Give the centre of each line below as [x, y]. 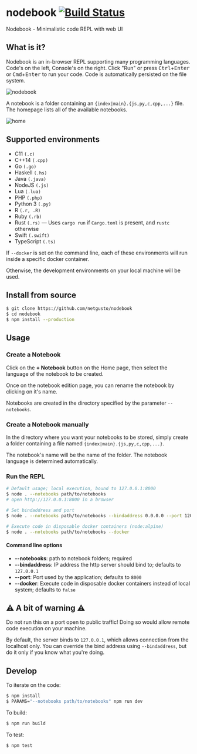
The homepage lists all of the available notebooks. [67, 110]
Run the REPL [26, 476]
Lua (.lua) [28, 191]
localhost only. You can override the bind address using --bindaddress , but [96, 646]
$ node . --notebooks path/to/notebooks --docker [68, 532]
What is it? [26, 47]
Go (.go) [26, 166]
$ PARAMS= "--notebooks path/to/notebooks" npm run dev [74, 702]
